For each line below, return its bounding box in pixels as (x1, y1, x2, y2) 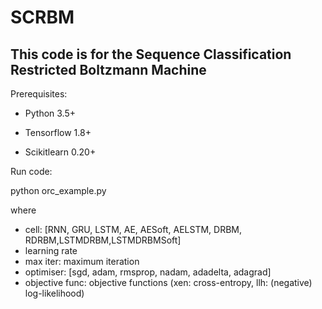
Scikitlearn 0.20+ (24, 146, 97, 158)
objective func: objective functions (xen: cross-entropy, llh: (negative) (24, 277, 313, 288)
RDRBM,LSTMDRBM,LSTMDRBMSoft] (24, 234, 182, 246)
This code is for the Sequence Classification (10, 46, 292, 63)
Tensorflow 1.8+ (24, 127, 92, 138)
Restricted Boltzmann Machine (10, 61, 207, 78)
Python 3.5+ (24, 107, 77, 119)
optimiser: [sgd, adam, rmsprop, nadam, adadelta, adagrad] (24, 266, 272, 278)
